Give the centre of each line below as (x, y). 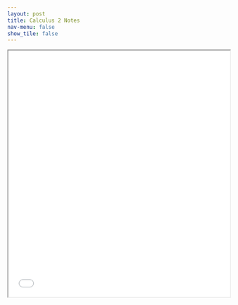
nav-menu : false (31, 27)
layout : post (26, 14)
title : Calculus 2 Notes (44, 20)
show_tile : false (33, 33)
